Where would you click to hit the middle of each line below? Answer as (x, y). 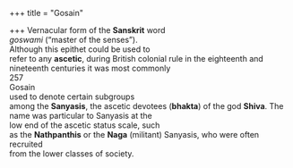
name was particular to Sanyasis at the (81, 116)
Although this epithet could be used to (80, 49)
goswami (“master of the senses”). (73, 40)
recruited (26, 144)
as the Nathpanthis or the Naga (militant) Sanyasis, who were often (134, 134)
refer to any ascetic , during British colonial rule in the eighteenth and (137, 59)
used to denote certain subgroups (72, 97)
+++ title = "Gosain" (46, 13)
